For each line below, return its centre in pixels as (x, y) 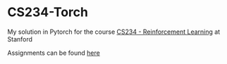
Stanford (20, 39)
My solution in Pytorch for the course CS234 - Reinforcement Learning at (114, 32)
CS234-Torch (48, 12)
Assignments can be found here (54, 53)
